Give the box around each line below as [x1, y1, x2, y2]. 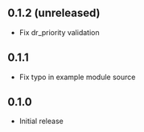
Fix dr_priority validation [19, 27, 100, 37]
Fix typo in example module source [19, 72, 136, 82]
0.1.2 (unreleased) [7, 6, 101, 20]
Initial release [19, 116, 64, 126]
